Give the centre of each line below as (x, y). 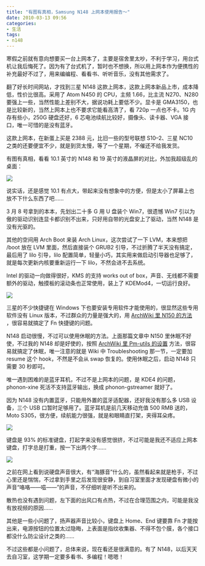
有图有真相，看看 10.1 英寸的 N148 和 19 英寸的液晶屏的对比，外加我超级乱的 (102, 159)
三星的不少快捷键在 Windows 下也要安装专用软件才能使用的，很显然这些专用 (102, 307)
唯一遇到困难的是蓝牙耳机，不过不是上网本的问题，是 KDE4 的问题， (92, 379)
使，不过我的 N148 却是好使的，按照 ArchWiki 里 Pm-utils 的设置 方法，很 (99, 344)
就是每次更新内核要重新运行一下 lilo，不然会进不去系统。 (77, 263)
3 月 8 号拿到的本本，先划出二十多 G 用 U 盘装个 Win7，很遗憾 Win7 (92, 211)
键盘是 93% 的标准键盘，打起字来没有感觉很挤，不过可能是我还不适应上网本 (102, 440)
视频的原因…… (35, 508)
